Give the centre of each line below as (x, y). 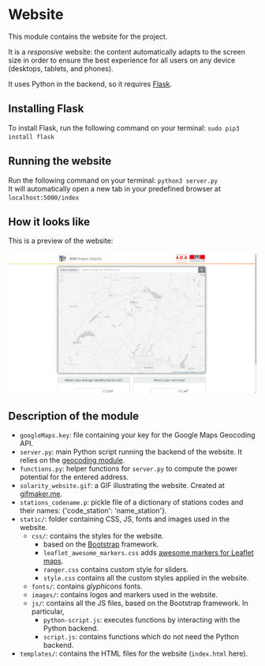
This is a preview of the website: (61, 241)
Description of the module (74, 416)
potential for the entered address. (74, 477)
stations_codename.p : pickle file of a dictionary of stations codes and (131, 502)
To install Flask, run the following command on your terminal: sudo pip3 (124, 127)
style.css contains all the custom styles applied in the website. (146, 577)
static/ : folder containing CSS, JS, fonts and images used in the (125, 519)
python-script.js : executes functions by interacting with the (142, 619)
